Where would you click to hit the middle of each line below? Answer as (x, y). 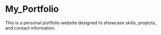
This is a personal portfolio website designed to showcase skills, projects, (81, 23)
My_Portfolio (32, 9)
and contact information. (30, 28)
